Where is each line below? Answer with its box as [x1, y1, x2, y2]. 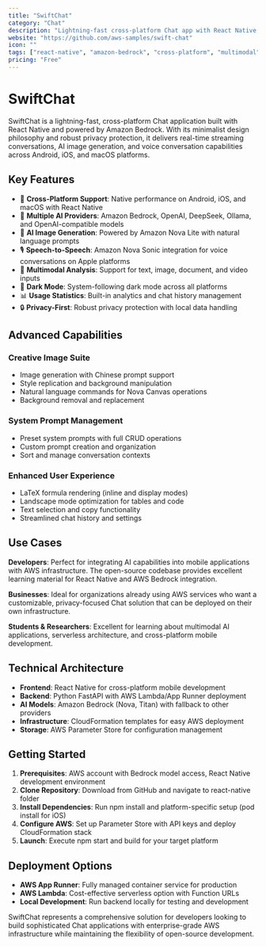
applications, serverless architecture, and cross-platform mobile [8, 630, 218, 639]
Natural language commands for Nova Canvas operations [19, 387, 207, 396]
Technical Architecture [8, 661, 124, 675]
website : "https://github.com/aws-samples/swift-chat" [8, 33, 193, 42]
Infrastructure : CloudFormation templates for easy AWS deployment [19, 716, 244, 726]
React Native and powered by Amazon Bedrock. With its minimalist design [8, 124, 249, 134]
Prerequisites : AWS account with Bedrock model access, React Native [19, 768, 251, 778]
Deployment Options [8, 859, 112, 872]
